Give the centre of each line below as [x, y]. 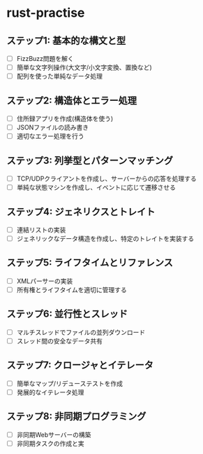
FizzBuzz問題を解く [45, 59]
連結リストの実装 [41, 230]
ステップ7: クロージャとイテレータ [80, 365]
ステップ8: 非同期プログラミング [76, 417]
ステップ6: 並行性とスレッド [67, 314]
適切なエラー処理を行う [50, 136]
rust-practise [46, 13]
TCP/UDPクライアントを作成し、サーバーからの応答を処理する [106, 179]
